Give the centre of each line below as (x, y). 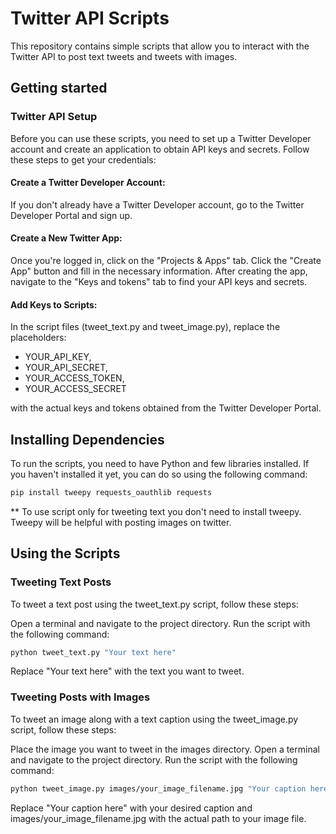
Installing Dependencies (87, 439)
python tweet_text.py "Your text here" (93, 652)
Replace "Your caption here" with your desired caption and (131, 808)
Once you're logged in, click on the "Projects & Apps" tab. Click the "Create (166, 261)
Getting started (59, 88)
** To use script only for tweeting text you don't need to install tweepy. (156, 511)
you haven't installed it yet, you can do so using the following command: (159, 474)
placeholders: (38, 338)
